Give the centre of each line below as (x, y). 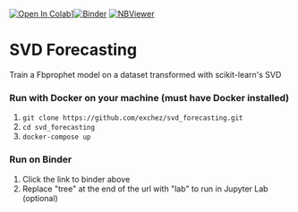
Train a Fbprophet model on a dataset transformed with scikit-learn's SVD (145, 74)
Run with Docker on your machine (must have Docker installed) (149, 98)
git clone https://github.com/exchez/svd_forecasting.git (132, 118)
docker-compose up (56, 137)
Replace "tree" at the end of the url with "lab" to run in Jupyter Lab (145, 189)
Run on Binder (41, 159)
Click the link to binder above (76, 179)
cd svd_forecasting (59, 128)
